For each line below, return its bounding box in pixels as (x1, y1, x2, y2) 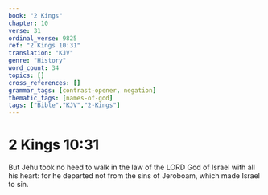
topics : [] (8, 71, 45, 79)
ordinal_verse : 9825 (8, 34, 78, 43)
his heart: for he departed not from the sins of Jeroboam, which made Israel (8, 171, 260, 181)
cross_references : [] (8, 79, 81, 87)
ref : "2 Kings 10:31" (8, 42, 81, 50)
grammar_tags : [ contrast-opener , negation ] (8, 86, 157, 95)
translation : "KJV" (8, 49, 74, 57)
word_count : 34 (8, 64, 60, 72)
